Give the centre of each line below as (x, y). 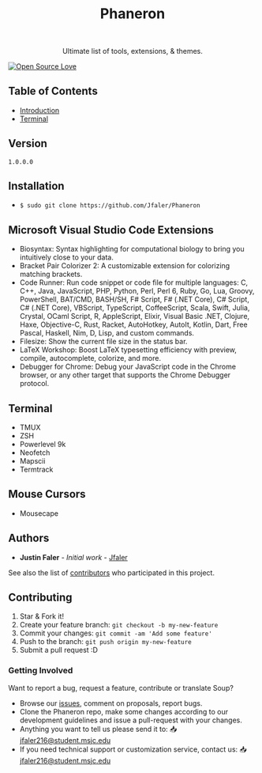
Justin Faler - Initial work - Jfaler (73, 557)
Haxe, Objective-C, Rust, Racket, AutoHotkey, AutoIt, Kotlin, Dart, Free (133, 324)
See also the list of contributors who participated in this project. (112, 572)
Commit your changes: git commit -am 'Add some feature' (116, 633)
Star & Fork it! (42, 616)
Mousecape (39, 513)
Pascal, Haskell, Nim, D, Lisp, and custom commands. (107, 333)
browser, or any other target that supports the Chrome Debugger (125, 375)
